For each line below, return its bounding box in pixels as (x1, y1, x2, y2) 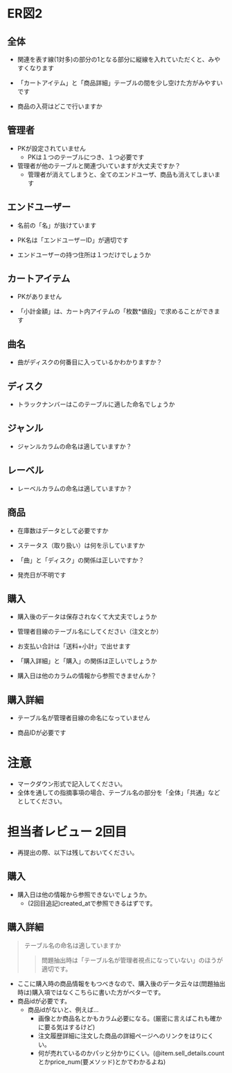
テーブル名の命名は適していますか (24, 941, 121, 949)
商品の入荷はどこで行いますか (17, 102, 102, 110)
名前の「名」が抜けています (17, 221, 97, 229)
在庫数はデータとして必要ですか (17, 526, 109, 534)
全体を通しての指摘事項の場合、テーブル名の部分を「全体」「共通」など (17, 789, 220, 797)
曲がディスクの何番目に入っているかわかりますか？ (17, 358, 163, 366)
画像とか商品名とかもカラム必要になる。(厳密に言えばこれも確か (37, 1014, 223, 1022)
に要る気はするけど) (37, 1022, 96, 1031)
